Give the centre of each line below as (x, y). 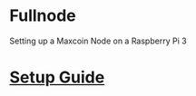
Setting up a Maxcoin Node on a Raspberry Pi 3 (98, 41)
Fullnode (43, 16)
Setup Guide (57, 77)
